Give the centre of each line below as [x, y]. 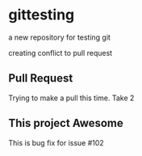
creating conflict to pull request [61, 53]
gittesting [42, 15]
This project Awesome [66, 123]
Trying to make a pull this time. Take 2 [71, 98]
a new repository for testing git [60, 37]
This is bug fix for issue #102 [56, 142]
